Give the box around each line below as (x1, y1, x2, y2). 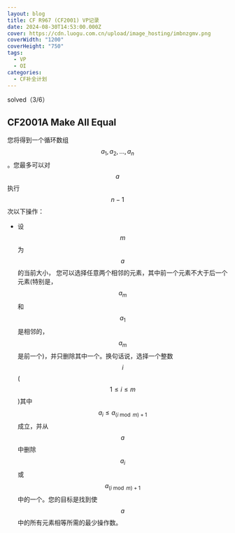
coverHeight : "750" (7, 43, 64, 50)
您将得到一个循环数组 (7, 136, 69, 144)
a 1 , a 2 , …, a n (101, 147, 134, 157)
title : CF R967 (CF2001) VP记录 (7, 17, 99, 24)
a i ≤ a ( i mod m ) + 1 (98, 408, 148, 419)
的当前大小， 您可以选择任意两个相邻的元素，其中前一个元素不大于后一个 (17, 268, 228, 277)
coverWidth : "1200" (7, 36, 64, 43)
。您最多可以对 (7, 161, 50, 169)
